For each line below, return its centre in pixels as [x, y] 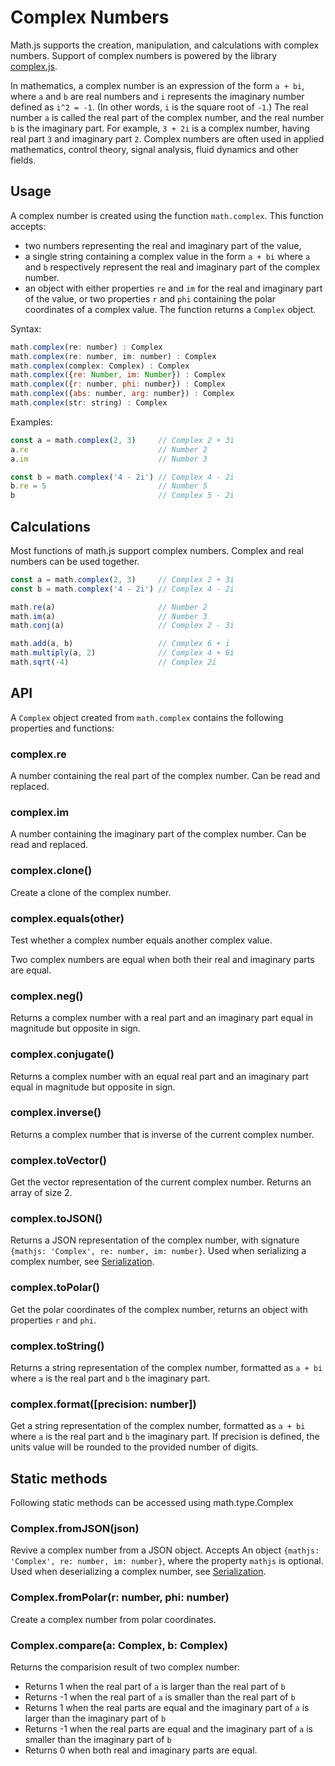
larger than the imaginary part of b [95, 1718]
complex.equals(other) [67, 918]
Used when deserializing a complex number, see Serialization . [138, 1572]
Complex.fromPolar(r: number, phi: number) [120, 1598]
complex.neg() [47, 996]
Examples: [31, 422]
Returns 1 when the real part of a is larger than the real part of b [155, 1687]
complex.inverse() [56, 1113]
